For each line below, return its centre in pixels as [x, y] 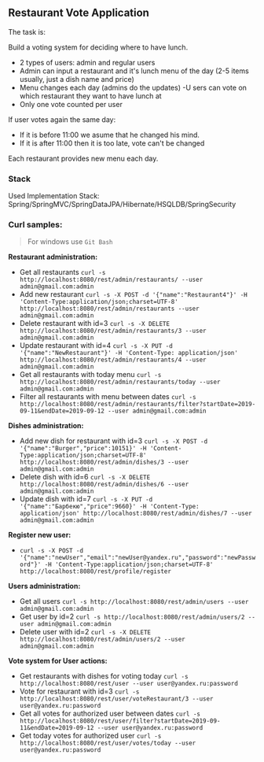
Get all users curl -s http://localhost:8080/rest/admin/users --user [134, 601]
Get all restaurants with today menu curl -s [90, 375]
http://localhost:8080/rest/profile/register [95, 571]
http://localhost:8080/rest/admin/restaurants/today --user [120, 382]
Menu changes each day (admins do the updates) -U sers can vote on [133, 87]
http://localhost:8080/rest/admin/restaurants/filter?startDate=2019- [137, 405]
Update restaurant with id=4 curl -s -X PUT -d [96, 346]
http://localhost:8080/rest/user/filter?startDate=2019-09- [120, 721]
